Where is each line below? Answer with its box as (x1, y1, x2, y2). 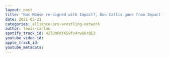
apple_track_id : (5, 40, 39, 45)
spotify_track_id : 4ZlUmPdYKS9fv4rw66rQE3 (5, 31, 96, 36)
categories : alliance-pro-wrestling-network (5, 21, 100, 27)
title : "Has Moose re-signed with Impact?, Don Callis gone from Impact (5, 12, 161, 17)
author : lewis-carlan (5, 26, 51, 31)
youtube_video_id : (5, 36, 44, 41)
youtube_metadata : (5, 45, 44, 50)
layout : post (5, 7, 33, 13)
